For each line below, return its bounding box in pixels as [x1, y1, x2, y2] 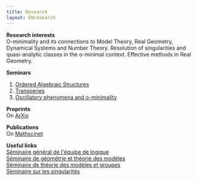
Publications [6, 123, 39, 131]
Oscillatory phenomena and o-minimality [15, 94, 117, 101]
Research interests [6, 31, 55, 38]
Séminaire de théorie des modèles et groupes [6, 161, 120, 168]
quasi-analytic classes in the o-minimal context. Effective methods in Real [6, 50, 192, 58]
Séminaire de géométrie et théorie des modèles [6, 154, 126, 162]
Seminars [6, 69, 32, 76]
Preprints [6, 105, 30, 112]
